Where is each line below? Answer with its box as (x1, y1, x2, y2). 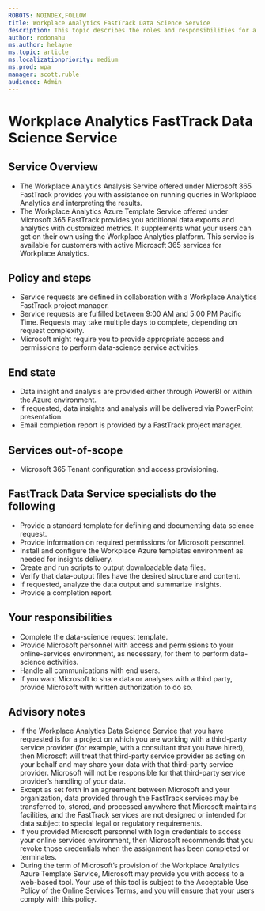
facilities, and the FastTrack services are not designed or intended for (19, 810, 247, 820)
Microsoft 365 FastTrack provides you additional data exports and (19, 214, 235, 224)
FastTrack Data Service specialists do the (8, 488, 217, 501)
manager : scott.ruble (8, 70, 80, 78)
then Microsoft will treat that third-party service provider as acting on (19, 751, 246, 761)
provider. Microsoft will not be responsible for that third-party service (19, 769, 246, 778)
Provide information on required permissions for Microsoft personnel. (19, 537, 246, 547)
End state (8, 366, 56, 379)
